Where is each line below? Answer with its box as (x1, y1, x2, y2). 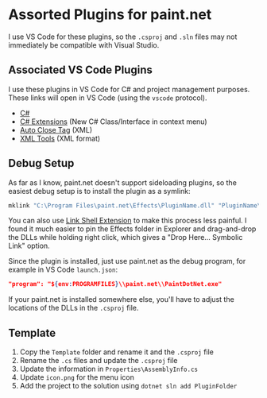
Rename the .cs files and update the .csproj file (19, 356, 178, 365)
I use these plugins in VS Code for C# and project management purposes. (8, 84, 250, 94)
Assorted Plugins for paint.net (8, 6, 212, 24)
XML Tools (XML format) (19, 133, 101, 143)
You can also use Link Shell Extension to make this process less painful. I (8, 216, 247, 226)
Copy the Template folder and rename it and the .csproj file (19, 347, 215, 357)
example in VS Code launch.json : (8, 265, 118, 275)
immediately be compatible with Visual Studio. (8, 40, 160, 49)
